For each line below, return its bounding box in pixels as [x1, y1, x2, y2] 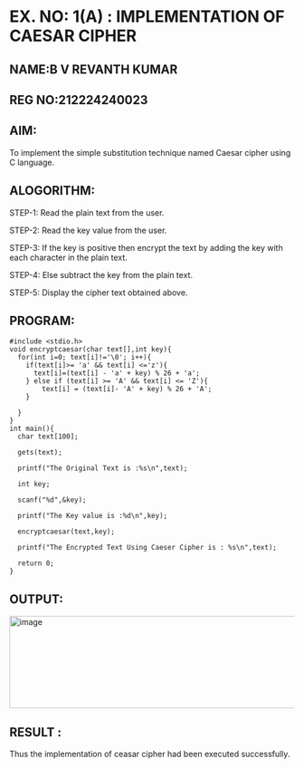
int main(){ [9, 424, 54, 434]
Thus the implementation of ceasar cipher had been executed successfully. [9, 749, 290, 760]
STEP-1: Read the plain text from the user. [9, 206, 165, 218]
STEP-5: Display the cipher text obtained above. [9, 287, 188, 298]
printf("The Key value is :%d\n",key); [17, 512, 168, 521]
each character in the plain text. [9, 252, 128, 263]
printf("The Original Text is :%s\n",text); [17, 464, 188, 473]
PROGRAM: [9, 312, 75, 328]
